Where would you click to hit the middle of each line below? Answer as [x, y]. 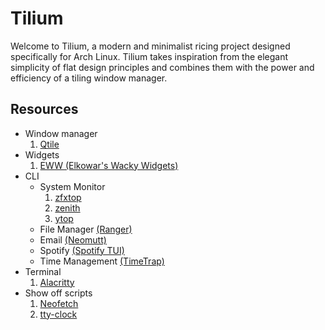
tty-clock [58, 314]
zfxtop [68, 197]
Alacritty [57, 282]
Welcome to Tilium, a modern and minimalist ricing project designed [150, 46]
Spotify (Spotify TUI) [82, 250]
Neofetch [59, 303]
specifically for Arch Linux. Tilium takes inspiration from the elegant [149, 56]
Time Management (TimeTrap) [102, 261]
